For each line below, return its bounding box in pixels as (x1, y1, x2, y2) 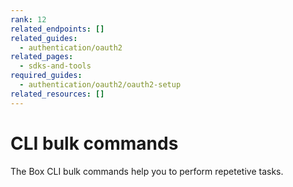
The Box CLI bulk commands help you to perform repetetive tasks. (10, 165, 284, 177)
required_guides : (10, 71, 83, 81)
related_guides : (10, 33, 78, 43)
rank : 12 (10, 14, 47, 25)
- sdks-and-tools (19, 61, 92, 71)
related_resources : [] (10, 89, 105, 99)
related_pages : (10, 52, 74, 62)
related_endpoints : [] (10, 24, 105, 34)
